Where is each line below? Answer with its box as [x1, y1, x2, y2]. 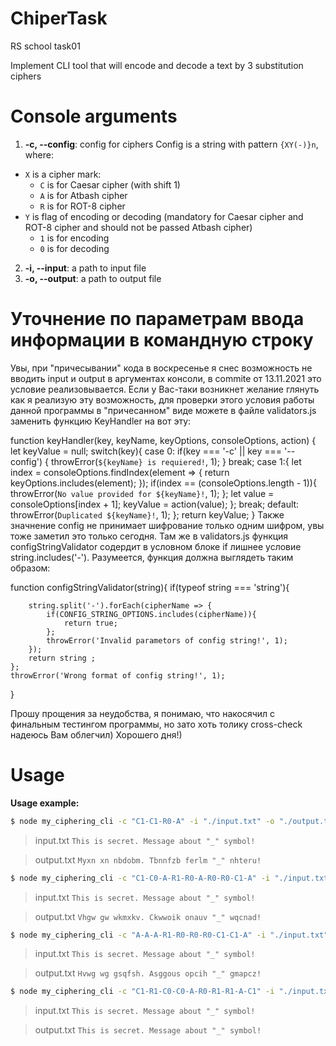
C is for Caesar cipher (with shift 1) [39, 178, 181, 191]
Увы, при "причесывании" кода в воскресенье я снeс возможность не [10, 362, 313, 374]
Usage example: [10, 797, 80, 809]
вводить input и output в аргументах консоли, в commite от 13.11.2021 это [10, 372, 322, 384]
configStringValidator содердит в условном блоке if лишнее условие [10, 540, 302, 552]
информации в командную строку [10, 329, 314, 352]
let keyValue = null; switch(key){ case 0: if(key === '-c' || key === [10, 445, 283, 457]
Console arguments [10, 105, 178, 128]
